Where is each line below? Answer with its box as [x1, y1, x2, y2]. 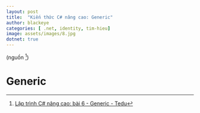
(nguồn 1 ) [6, 53, 29, 61]
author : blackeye [6, 20, 49, 26]
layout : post [6, 8, 39, 15]
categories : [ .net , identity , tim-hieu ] [6, 25, 111, 32]
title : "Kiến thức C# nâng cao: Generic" [6, 14, 113, 20]
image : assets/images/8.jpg [6, 31, 76, 37]
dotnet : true [6, 36, 39, 42]
